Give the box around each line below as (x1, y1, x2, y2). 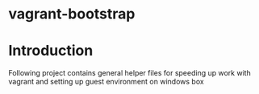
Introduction (8, 42, 94, 60)
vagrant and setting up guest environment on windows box (8, 77, 204, 87)
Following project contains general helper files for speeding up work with (8, 68, 252, 78)
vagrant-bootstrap (8, 5, 136, 23)
